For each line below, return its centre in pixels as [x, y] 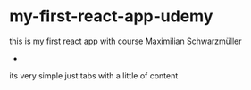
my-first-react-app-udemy [111, 16]
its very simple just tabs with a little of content [94, 75]
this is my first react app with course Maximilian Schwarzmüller [126, 41]
